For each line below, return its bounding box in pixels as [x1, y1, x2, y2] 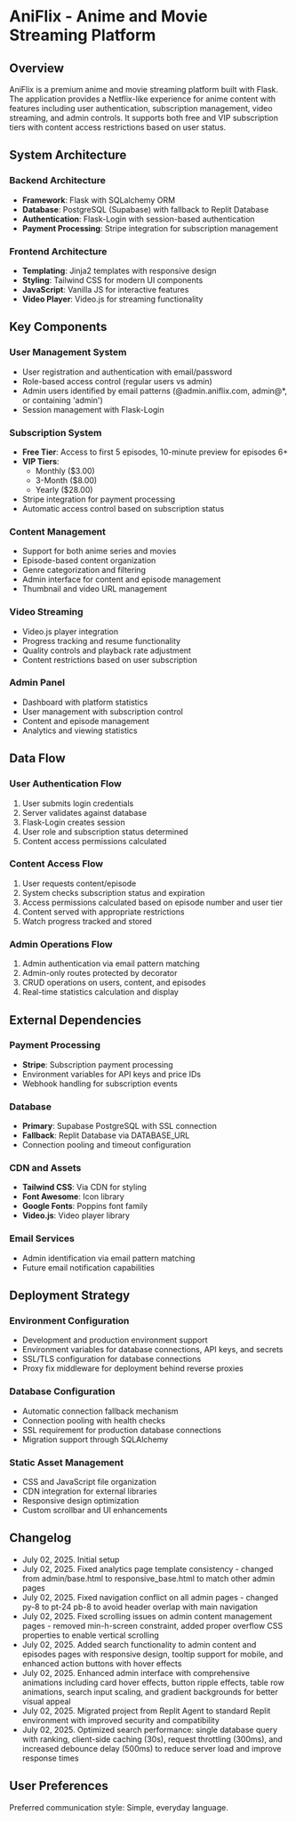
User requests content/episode [21, 878, 137, 889]
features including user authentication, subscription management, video [9, 103, 273, 113]
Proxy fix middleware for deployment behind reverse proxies [21, 1363, 244, 1374]
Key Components [9, 319, 108, 335]
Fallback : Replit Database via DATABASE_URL [21, 1130, 190, 1141]
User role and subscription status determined [21, 826, 188, 837]
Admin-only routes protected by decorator [21, 968, 178, 979]
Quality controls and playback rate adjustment [21, 645, 191, 656]
